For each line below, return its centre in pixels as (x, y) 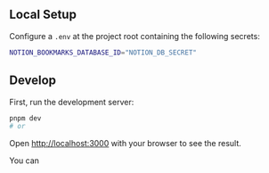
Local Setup (43, 15)
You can (24, 161)
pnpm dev (25, 118)
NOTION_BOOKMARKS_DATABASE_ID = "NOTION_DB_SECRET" (103, 53)
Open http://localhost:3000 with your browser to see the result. (126, 144)
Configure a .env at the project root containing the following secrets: (134, 36)
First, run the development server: (72, 102)
